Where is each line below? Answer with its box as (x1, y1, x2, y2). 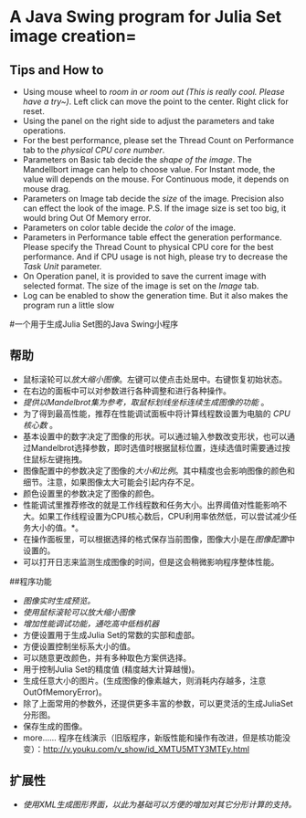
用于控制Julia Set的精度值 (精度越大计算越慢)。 (22, 664, 200, 675)
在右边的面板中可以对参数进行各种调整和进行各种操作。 (22, 385, 231, 396)
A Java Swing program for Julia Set (9, 6, 282, 27)
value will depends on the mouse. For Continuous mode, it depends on (22, 173, 290, 184)
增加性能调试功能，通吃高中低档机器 (22, 618, 160, 629)
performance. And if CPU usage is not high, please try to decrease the (22, 251, 288, 262)
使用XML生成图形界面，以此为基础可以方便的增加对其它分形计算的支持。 (22, 799, 297, 810)
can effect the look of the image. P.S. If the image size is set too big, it (22, 203, 287, 214)
